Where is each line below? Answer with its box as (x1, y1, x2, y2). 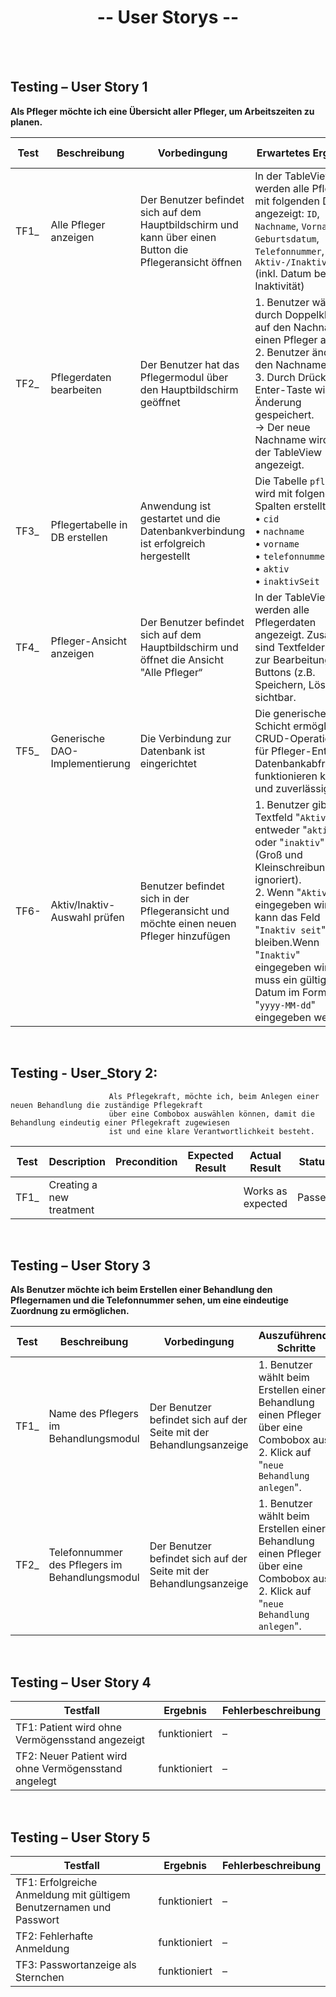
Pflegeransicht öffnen (139, 255, 243, 269)
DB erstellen (50, 530, 108, 544)
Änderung (254, 395, 302, 409)
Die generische (254, 706, 327, 720)
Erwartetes (256, 146, 311, 160)
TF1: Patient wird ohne (15, 1721, 123, 1735)
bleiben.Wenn (254, 935, 320, 949)
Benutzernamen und (15, 1901, 112, 1914)
